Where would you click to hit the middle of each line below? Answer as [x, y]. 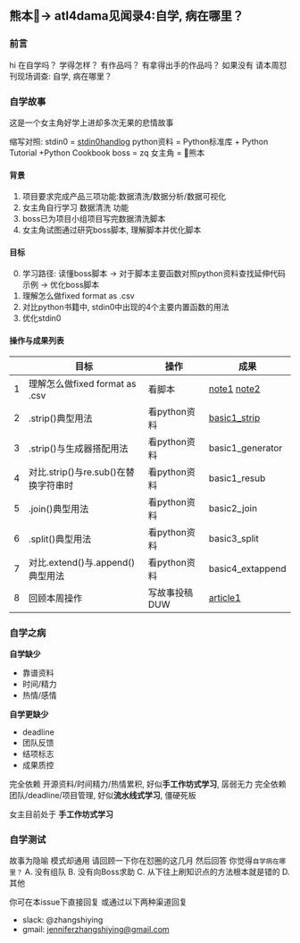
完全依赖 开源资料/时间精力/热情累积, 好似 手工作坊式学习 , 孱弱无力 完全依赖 [148, 784]
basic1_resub [237, 478]
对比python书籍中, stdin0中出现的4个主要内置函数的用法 [125, 307]
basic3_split [233, 538]
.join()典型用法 [58, 509]
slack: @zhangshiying [62, 920]
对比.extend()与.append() [82, 562]
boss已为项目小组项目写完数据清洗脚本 [94, 219]
